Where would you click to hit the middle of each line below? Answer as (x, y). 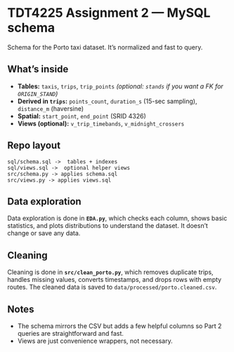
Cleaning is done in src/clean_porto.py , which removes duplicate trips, (110, 272)
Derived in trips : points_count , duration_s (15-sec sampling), (108, 101)
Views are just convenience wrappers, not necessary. (95, 341)
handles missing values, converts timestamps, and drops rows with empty (115, 280)
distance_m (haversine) (51, 108)
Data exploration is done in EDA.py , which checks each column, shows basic (117, 218)
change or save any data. (44, 233)
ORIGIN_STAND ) (38, 93)
